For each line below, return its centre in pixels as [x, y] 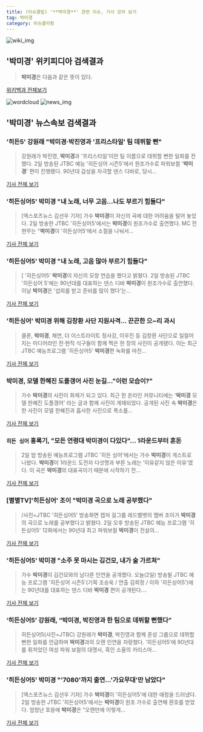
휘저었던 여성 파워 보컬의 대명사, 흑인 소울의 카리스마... [92, 650]
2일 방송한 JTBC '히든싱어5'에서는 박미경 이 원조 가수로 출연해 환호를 [102, 702]
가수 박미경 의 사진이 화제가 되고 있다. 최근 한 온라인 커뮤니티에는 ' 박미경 [106, 396]
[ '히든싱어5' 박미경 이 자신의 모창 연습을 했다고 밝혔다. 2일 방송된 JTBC [105, 276]
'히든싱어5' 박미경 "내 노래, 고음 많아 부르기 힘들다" [77, 261]
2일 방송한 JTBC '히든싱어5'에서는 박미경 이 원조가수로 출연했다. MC [110, 223]
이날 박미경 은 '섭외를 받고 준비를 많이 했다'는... [76, 291]
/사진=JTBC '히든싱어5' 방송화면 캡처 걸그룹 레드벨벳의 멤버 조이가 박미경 [108, 515]
